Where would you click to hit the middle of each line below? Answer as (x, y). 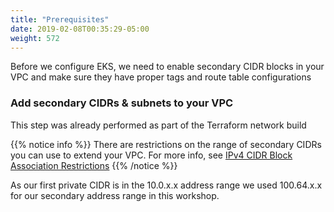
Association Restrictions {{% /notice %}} (94, 165)
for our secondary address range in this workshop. (115, 195)
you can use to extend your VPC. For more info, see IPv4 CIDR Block (151, 155)
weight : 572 (35, 38)
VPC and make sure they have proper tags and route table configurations (161, 77)
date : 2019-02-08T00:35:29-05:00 (80, 29)
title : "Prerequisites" (60, 19)
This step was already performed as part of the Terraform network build (158, 125)
